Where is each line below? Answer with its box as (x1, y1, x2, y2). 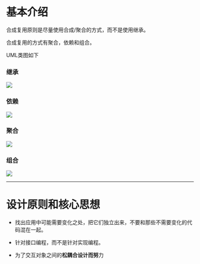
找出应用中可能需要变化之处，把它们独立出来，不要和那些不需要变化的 (14, 219, 187, 226)
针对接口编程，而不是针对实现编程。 (14, 239, 104, 246)
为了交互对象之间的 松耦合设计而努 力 (14, 252, 104, 259)
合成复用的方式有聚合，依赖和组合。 (6, 39, 95, 46)
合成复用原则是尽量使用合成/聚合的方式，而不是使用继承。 (6, 26, 149, 33)
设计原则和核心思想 (6, 198, 101, 212)
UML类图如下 (6, 51, 39, 58)
